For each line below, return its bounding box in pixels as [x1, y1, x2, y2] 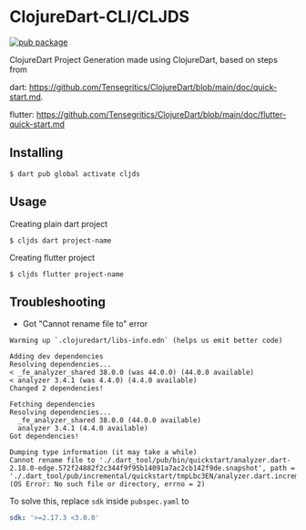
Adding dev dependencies [9, 352, 104, 361]
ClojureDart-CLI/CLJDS [9, 6, 189, 27]
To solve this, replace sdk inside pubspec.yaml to [9, 495, 189, 507]
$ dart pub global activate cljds [9, 169, 141, 179]
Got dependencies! [9, 431, 79, 442]
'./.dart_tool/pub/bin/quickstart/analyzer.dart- [98, 456, 291, 465]
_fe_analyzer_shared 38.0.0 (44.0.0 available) [17, 416, 202, 425]
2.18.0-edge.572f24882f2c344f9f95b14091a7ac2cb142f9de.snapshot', [9, 463, 267, 473]
